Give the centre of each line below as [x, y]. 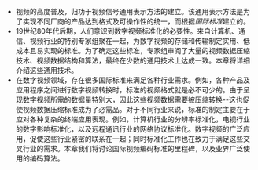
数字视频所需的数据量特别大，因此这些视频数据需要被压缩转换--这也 [133, 99]
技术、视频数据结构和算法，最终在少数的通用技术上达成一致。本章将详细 [133, 60]
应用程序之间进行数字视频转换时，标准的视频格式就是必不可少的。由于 [129, 90]
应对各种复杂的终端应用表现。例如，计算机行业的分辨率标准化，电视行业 [133, 119]
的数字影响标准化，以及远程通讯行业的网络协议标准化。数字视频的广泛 [129, 129]
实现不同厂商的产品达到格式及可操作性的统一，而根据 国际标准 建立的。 [136, 21]
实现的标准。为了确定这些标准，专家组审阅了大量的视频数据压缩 [146, 51]
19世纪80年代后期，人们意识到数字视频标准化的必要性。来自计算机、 [127, 31]
